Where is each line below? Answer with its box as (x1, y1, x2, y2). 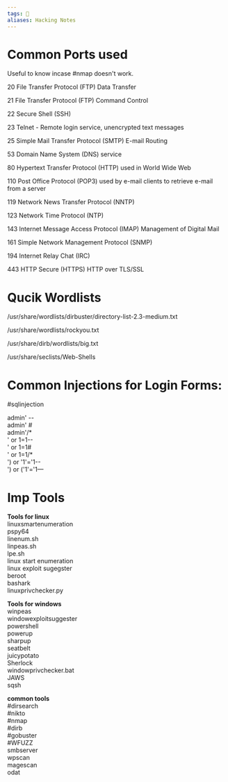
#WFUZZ (7, 739, 33, 747)
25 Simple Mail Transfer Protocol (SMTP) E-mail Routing (7, 137, 168, 145)
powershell (7, 622, 39, 631)
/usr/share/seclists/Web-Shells (7, 353, 96, 361)
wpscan (7, 754, 30, 762)
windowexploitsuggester (7, 615, 78, 623)
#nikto (7, 709, 26, 717)
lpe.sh (7, 549, 25, 558)
